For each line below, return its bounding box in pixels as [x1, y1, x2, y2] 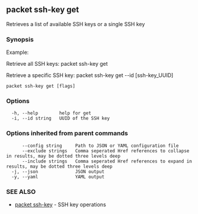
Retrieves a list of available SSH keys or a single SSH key [6, 20, 145, 27]
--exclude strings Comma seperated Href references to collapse [21, 148, 190, 154]
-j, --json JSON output [11, 168, 105, 174]
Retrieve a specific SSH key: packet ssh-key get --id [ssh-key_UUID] [6, 72, 174, 79]
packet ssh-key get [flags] [6, 83, 76, 90]
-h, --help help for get [11, 110, 92, 116]
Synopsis [6, 35, 34, 43]
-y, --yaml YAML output [11, 174, 105, 180]
